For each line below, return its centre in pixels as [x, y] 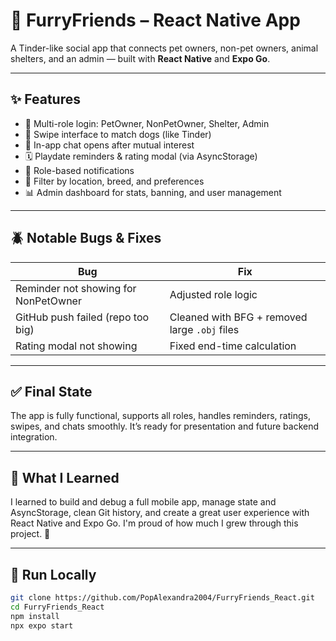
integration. [34, 437]
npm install [35, 616]
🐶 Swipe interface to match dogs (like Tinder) [118, 134]
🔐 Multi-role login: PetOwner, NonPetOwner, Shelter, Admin [147, 123]
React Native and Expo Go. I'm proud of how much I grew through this [154, 523]
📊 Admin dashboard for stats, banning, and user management [153, 192]
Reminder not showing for [76, 288]
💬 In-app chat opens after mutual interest [109, 145]
